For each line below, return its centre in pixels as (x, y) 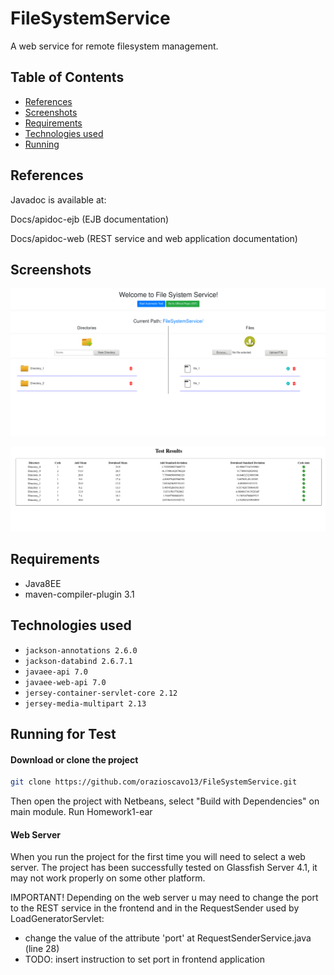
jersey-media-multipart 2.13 (85, 703)
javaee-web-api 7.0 (65, 682)
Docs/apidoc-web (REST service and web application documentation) (154, 238)
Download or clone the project (74, 759)
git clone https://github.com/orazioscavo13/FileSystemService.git (154, 782)
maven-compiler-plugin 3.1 (79, 594)
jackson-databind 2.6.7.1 (78, 661)
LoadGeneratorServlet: (57, 919)
